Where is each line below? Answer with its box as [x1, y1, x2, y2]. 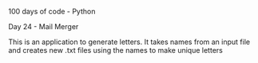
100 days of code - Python [8, 7, 96, 16]
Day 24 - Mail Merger [8, 22, 79, 31]
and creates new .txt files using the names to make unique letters [8, 46, 224, 54]
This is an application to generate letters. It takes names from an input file [8, 37, 250, 46]
